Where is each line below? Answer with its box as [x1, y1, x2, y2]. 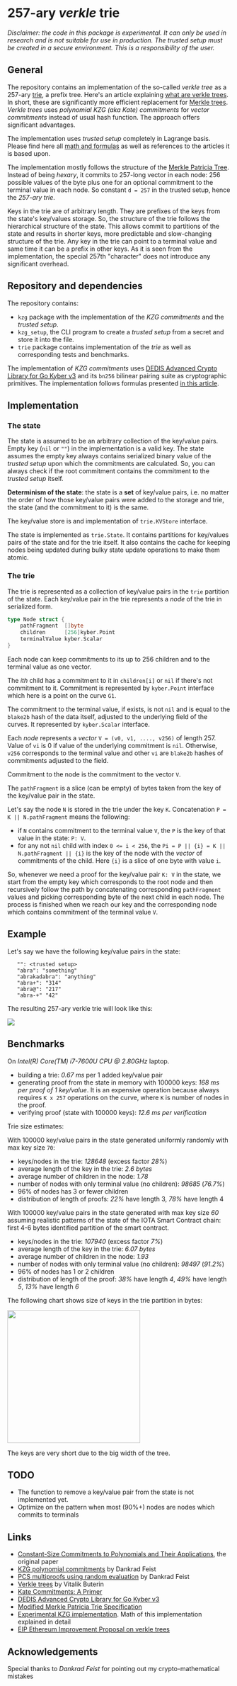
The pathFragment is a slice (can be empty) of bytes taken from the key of [7, 783, 221, 792]
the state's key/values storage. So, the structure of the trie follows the [7, 214, 211, 222]
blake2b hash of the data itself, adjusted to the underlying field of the [7, 712, 208, 720]
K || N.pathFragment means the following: [7, 813, 130, 821]
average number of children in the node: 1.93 [17, 1252, 149, 1260]
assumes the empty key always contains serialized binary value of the [7, 452, 212, 460]
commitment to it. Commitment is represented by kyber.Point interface [7, 684, 214, 692]
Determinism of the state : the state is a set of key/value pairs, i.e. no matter [7, 488, 229, 497]
